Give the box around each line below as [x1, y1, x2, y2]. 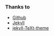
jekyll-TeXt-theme [12, 25, 49, 31]
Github [12, 15, 26, 21]
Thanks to [5, 3, 30, 10]
